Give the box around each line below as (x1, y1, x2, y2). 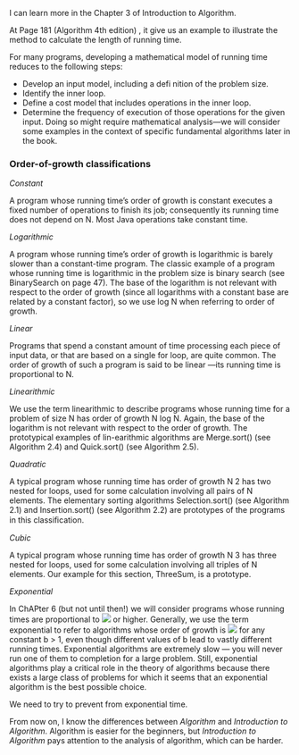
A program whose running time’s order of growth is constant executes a (9, 196, 273, 206)
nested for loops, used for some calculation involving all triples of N (9, 559, 258, 570)
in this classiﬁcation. (9, 515, 85, 525)
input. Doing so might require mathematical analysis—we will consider (21, 116, 281, 127)
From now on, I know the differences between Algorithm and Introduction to (9, 717, 288, 727)
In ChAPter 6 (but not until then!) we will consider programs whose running (9, 603, 285, 615)
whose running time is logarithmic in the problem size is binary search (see (9, 268, 286, 279)
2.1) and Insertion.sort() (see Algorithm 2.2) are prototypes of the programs (9, 505, 286, 516)
